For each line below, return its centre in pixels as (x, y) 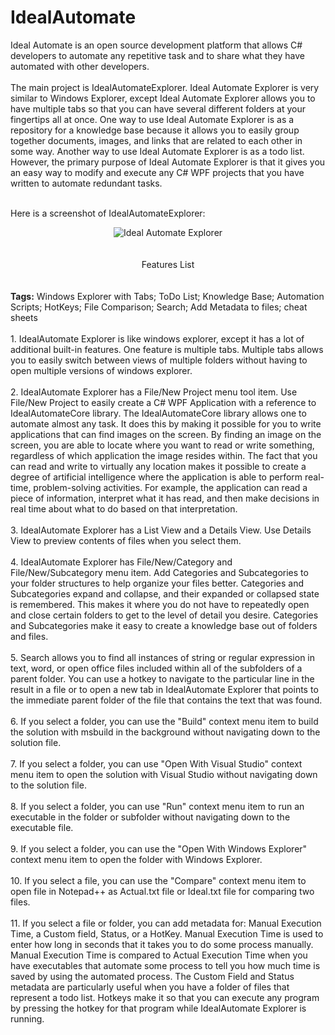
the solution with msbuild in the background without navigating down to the (165, 732)
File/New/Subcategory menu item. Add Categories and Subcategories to (159, 572)
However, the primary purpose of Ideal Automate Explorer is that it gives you (168, 162)
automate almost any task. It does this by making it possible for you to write (166, 423)
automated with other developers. (80, 66)
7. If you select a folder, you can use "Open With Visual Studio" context (156, 763)
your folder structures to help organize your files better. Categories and (157, 583)
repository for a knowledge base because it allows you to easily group (155, 130)
